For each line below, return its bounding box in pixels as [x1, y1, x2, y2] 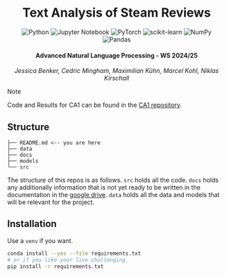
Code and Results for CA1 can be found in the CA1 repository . [7, 101, 183, 109]
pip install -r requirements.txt [7, 262, 104, 270]
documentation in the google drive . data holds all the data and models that [7, 190, 220, 199]
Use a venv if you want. [7, 236, 74, 244]
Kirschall [103, 74, 130, 83]
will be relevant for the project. [7, 198, 95, 206]
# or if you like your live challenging [7, 256, 126, 263]
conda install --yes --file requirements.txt [7, 250, 141, 257]
